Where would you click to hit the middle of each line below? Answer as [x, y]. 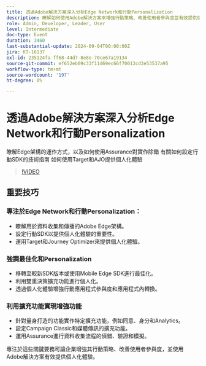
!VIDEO [30, 172]
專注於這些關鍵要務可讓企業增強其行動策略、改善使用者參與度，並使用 [95, 349]
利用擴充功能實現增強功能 [44, 306]
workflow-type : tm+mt [34, 69]
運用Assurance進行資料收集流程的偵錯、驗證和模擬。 [82, 336]
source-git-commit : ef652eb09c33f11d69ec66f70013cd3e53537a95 [87, 63]
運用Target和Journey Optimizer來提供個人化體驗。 [79, 241]
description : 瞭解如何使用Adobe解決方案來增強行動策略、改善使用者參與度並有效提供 [102, 18]
